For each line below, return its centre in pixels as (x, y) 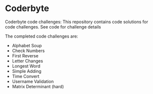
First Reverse (25, 55)
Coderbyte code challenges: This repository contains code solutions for (77, 22)
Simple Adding (27, 71)
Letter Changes (28, 61)
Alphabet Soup (27, 45)
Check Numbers (28, 51)
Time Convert (26, 76)
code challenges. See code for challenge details (53, 27)
